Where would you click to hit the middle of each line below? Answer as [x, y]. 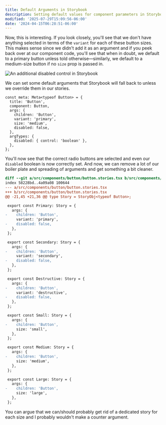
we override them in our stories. [38, 88]
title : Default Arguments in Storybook [46, 10]
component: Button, [30, 106]
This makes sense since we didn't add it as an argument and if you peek [79, 48]
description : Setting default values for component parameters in [75, 14]
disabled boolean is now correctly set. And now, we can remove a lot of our [82, 164]
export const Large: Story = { [39, 379]
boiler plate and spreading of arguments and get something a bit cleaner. [79, 169]
